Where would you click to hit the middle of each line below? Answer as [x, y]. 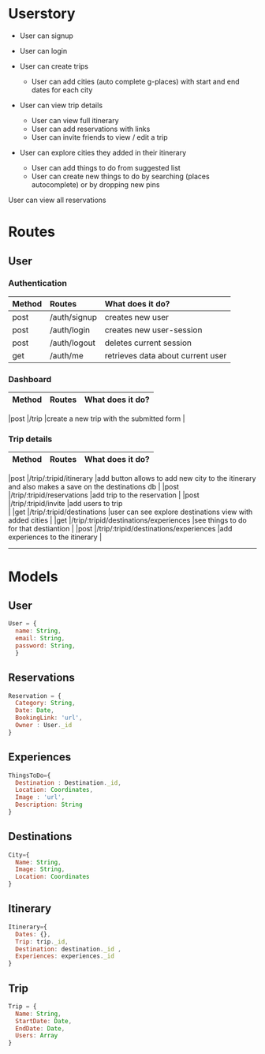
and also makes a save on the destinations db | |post [94, 487]
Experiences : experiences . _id [65, 956]
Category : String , [46, 703]
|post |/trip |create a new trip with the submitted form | [97, 418]
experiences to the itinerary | [55, 537]
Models [33, 576]
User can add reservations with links [91, 129]
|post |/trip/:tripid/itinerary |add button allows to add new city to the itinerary [132, 478]
